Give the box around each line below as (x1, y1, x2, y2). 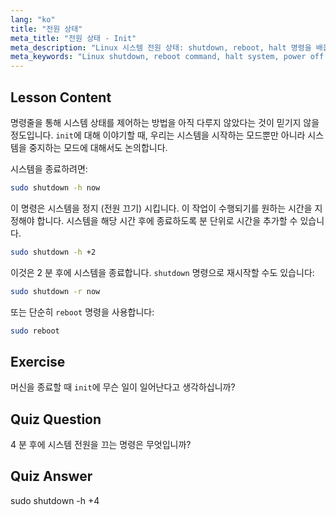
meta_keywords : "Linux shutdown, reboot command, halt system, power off (10, 52, 325, 62)
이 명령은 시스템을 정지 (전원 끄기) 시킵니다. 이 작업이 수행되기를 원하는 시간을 (10, 202, 313, 214)
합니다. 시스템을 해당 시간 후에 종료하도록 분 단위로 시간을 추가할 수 (36, 214, 298, 226)
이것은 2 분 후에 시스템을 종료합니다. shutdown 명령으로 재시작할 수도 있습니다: (10, 266, 315, 278)
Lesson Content (10, 89, 112, 106)
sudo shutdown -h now (10, 182, 101, 193)
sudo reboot (10, 326, 60, 336)
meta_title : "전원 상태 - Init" (10, 33, 137, 43)
